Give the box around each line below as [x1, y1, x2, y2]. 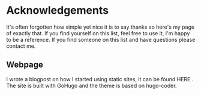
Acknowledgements [6, 4, 109, 17]
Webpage [6, 60, 43, 70]
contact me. [6, 42, 36, 50]
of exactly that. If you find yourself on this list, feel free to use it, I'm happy [6, 29, 190, 36]
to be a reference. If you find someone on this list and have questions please [6, 36, 196, 43]
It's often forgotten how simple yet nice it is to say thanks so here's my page [6, 23, 195, 30]
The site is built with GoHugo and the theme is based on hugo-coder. [6, 82, 177, 89]
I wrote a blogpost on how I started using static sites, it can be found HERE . [6, 75, 194, 82]
